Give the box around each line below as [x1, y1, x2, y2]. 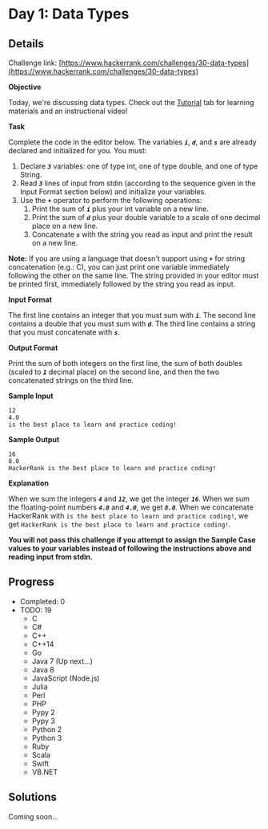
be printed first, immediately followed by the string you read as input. [8, 279, 236, 289]
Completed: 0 [19, 596, 66, 606]
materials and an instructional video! [8, 106, 128, 116]
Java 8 [31, 664, 54, 674]
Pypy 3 [31, 716, 56, 725]
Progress [8, 575, 54, 589]
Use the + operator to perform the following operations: [19, 196, 202, 205]
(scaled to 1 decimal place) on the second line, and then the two [8, 367, 220, 376]
